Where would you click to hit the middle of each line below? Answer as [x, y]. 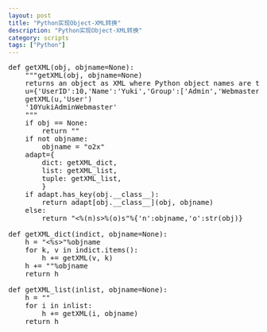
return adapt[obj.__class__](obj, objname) [128, 203]
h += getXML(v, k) [77, 258]
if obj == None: [57, 123]
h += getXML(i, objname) [90, 314]
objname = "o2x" [73, 147]
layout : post [30, 15]
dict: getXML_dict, [79, 163]
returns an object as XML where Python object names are [138, 83]
